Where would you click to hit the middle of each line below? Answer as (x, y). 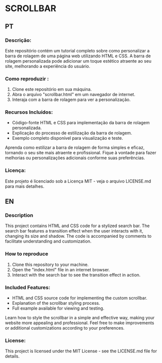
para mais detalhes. (25, 186)
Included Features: (28, 287)
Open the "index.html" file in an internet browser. (61, 269)
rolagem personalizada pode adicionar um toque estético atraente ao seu (78, 61)
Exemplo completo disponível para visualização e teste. (67, 138)
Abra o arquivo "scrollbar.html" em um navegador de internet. (74, 95)
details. (12, 356)
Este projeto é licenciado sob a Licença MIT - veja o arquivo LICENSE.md (78, 181)
